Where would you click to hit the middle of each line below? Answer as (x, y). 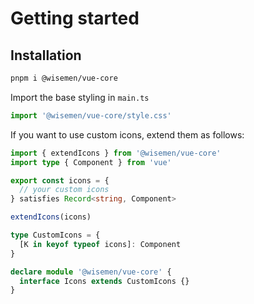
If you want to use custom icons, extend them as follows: (127, 134)
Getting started (75, 18)
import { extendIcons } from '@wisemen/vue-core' (116, 153)
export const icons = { (60, 180)
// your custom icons (64, 190)
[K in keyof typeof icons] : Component (100, 244)
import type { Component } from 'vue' (91, 162)
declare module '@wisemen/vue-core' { (91, 272)
